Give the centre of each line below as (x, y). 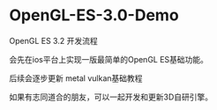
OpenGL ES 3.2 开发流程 (54, 40)
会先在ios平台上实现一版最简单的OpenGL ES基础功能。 (109, 59)
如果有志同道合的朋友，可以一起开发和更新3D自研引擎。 (111, 97)
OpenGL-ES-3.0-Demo (94, 15)
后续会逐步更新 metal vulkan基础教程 (76, 78)
